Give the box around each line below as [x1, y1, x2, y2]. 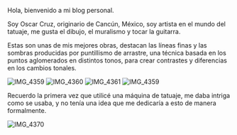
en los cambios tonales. [7, 64, 77, 72]
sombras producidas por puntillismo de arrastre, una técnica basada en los [7, 49, 227, 57]
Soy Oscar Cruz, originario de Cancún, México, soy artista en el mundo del [7, 20, 226, 28]
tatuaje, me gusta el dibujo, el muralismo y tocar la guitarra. [7, 28, 181, 36]
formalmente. [7, 107, 47, 114]
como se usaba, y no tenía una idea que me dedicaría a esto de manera [7, 99, 216, 107]
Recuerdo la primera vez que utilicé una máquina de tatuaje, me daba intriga [7, 92, 231, 99]
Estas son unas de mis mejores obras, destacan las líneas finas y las [7, 41, 207, 49]
